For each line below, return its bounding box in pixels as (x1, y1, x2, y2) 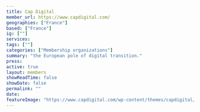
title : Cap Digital (6, 8, 55, 15)
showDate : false (6, 81, 46, 87)
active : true (6, 63, 39, 70)
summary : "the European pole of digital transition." (6, 53, 143, 59)
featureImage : (6, 97, 42, 103)
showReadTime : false (6, 75, 58, 81)
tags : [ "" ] (6, 42, 33, 48)
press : (6, 58, 23, 64)
